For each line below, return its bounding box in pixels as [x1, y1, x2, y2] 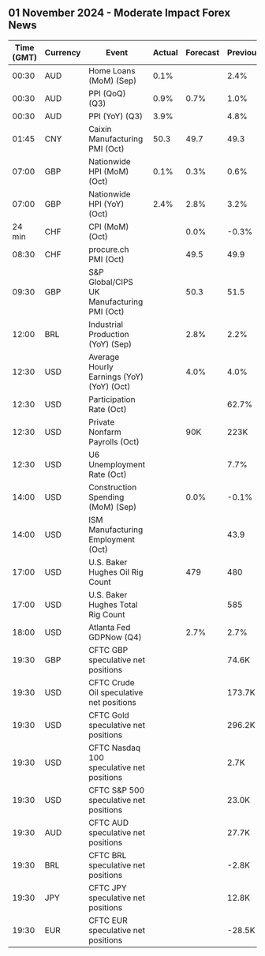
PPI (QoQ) [88, 88, 126, 99]
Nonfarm [88, 426, 121, 437]
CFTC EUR [88, 915, 128, 926]
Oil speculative [88, 687, 144, 698]
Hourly [88, 361, 114, 372]
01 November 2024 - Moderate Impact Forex [8, 6, 231, 20]
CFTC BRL [88, 849, 127, 860]
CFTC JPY [88, 882, 128, 893]
